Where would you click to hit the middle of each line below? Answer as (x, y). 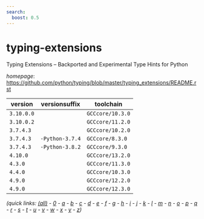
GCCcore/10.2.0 (108, 130)
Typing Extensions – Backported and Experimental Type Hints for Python (97, 64)
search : (16, 12)
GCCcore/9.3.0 (107, 147)
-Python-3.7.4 (60, 139)
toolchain (108, 104)
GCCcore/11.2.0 (108, 122)
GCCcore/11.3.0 (108, 164)
